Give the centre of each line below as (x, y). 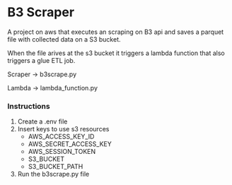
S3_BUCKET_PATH (56, 167)
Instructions (29, 106)
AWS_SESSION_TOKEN (62, 152)
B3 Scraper (41, 12)
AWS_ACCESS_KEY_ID (61, 137)
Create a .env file (42, 121)
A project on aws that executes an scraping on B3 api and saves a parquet (116, 32)
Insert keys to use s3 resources (63, 129)
